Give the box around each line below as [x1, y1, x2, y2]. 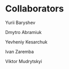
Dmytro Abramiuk [5, 29, 42, 35]
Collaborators [5, 3, 64, 14]
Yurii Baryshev [5, 19, 36, 25]
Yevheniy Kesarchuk [5, 38, 48, 45]
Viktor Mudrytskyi [5, 58, 42, 64]
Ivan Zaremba [5, 48, 34, 54]
